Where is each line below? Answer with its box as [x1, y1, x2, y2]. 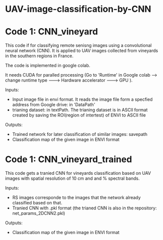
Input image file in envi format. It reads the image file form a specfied [12, 96, 153, 102]
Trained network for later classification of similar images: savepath [12, 131, 148, 137]
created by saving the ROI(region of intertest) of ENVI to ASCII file [12, 112, 146, 118]
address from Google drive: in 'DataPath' [12, 102, 96, 108]
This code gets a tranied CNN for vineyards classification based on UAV [5, 170, 151, 176]
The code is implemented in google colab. [5, 63, 91, 69]
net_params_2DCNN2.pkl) [12, 210, 65, 216]
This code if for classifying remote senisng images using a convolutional [5, 42, 152, 48]
